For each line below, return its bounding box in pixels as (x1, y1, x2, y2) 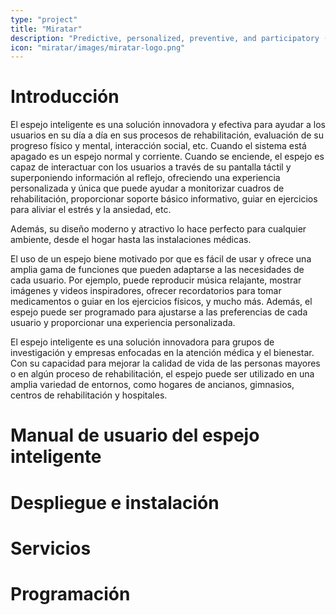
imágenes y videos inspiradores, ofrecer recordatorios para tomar (10, 285, 282, 297)
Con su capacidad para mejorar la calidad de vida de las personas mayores (10, 357, 321, 370)
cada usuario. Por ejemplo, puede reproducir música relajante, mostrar (10, 274, 302, 286)
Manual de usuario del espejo (10, 424, 260, 447)
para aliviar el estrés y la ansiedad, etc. (10, 204, 172, 216)
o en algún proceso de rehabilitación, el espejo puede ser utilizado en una (10, 368, 315, 380)
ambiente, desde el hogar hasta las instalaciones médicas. (10, 234, 252, 246)
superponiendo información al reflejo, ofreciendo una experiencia (10, 172, 281, 184)
